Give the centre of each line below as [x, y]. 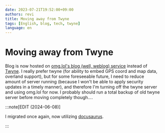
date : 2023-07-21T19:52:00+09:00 [39, 10]
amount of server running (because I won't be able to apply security [74, 82]
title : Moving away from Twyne [37, 19]
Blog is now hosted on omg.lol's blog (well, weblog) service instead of [76, 66]
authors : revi [20, 14]
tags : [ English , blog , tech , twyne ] [43, 23]
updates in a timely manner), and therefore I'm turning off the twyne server [81, 87]
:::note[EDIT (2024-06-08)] [33, 107]
